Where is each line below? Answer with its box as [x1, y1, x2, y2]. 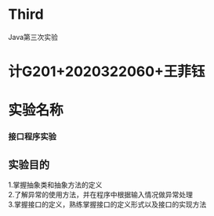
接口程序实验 [8, 131, 57, 142]
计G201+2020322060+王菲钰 [8, 63, 205, 81]
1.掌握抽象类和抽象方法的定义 [8, 180, 103, 189]
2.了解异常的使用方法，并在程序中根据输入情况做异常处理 [8, 190, 194, 200]
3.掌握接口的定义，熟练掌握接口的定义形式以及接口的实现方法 [8, 200, 207, 209]
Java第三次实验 [8, 32, 59, 41]
